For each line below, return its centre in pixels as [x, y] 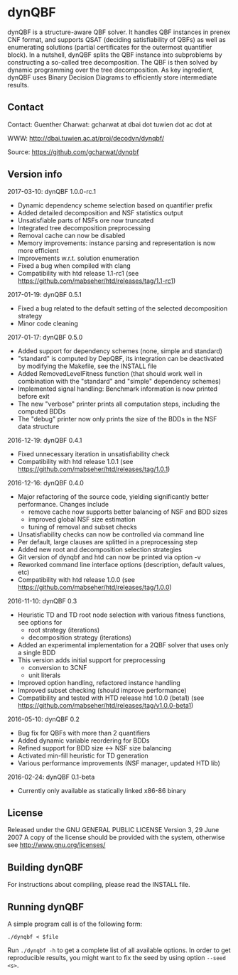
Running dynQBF [45, 907]
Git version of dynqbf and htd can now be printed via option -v [109, 557]
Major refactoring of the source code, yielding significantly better [113, 496]
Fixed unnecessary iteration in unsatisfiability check [93, 454]
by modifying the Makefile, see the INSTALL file [87, 366]
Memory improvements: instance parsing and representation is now [117, 243]
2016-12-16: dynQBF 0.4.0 [45, 483]
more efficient [38, 250]
